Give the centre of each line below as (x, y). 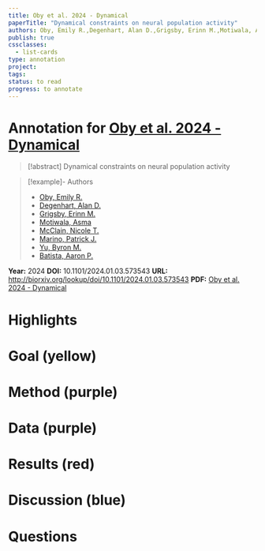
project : (22, 67)
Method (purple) (63, 392)
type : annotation (37, 60)
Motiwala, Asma (65, 223)
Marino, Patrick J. (68, 239)
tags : (17, 74)
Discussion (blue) (67, 500)
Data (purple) (52, 428)
